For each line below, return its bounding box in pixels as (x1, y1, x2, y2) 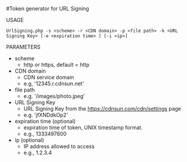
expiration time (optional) (14, 118, 76, 125)
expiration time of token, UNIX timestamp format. (23, 124, 143, 131)
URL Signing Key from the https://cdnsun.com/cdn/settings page (23, 105, 182, 112)
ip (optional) (14, 137, 44, 144)
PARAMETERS (6, 44, 41, 50)
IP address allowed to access (23, 143, 95, 150)
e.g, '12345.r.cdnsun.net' (23, 80, 84, 87)
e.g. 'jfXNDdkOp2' (23, 112, 68, 118)
